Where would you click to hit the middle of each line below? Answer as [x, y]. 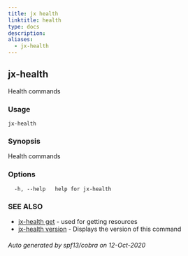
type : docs [24, 27]
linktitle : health [35, 20]
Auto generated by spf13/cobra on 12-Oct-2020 [77, 245]
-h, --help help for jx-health [63, 189]
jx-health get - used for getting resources [78, 221]
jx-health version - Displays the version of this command [100, 229]
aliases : [21, 40]
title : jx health [33, 14]
